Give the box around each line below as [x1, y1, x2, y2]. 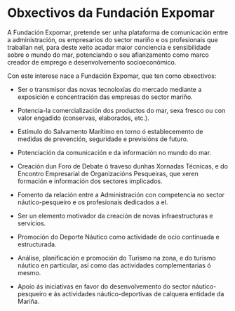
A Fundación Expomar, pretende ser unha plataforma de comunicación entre [7, 28, 229, 37]
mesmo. [17, 268, 41, 277]
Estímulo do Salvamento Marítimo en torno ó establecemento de [17, 127, 203, 135]
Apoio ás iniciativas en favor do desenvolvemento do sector [17, 282, 191, 291]
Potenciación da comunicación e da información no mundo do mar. [17, 148, 212, 157]
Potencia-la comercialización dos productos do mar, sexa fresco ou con [17, 106, 226, 114]
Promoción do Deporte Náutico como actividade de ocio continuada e [17, 232, 220, 241]
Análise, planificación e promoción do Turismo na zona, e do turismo [17, 253, 216, 262]
